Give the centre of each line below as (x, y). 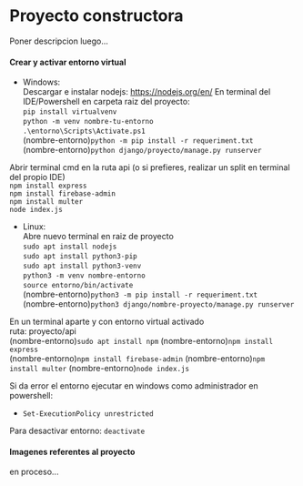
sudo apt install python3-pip (80, 257)
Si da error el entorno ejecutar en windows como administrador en (134, 386)
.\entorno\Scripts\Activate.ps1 (84, 132)
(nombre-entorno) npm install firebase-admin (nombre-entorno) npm (137, 359)
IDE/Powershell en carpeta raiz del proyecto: (106, 102)
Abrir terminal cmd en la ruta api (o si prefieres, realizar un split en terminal (150, 167)
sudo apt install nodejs (70, 247)
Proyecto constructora (96, 16)
